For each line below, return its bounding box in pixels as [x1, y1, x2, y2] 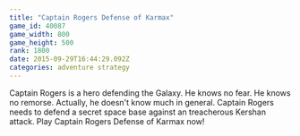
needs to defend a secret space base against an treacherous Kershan [9, 106, 267, 117]
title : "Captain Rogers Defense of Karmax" [9, 13, 175, 22]
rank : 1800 [9, 47, 50, 55]
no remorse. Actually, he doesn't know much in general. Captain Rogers [9, 97, 275, 107]
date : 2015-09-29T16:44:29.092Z [9, 55, 130, 64]
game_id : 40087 [9, 21, 66, 30]
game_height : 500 [9, 38, 74, 47]
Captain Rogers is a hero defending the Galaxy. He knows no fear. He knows [9, 87, 291, 98]
